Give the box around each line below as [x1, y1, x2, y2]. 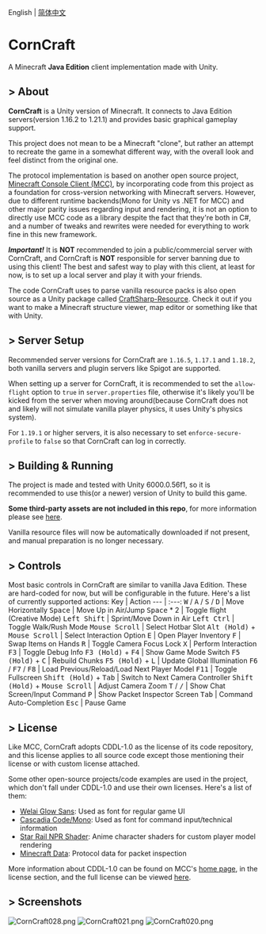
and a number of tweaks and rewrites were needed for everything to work [8, 221, 249, 231]
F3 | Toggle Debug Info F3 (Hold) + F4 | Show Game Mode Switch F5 [8, 648, 241, 657]
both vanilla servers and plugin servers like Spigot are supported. [8, 363, 222, 373]
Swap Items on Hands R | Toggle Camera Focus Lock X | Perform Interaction [8, 639, 257, 649]
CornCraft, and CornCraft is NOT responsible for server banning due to [8, 253, 240, 262]
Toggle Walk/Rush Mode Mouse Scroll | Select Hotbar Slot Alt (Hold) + [8, 622, 256, 632]
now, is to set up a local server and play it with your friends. [8, 270, 203, 280]
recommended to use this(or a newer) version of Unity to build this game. [8, 488, 248, 498]
